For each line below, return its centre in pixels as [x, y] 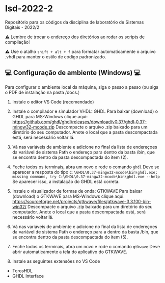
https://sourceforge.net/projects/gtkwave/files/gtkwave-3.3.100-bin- [82, 201]
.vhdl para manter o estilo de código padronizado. [56, 56]
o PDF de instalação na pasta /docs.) [42, 92]
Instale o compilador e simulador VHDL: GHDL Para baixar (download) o [85, 111]
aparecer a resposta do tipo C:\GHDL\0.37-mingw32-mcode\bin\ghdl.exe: [85, 172]
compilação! [18, 42]
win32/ [19, 206]
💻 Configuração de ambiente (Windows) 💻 [73, 73]
